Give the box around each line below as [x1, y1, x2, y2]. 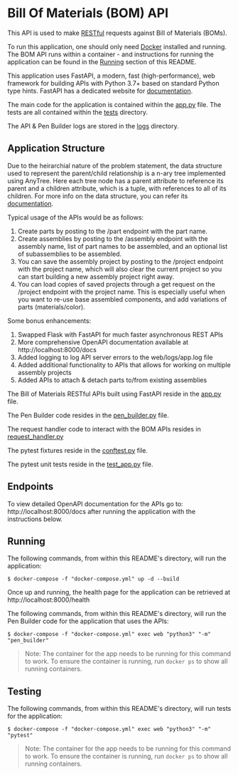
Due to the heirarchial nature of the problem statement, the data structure [7, 161, 222, 170]
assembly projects [17, 368, 72, 376]
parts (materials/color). [17, 302, 85, 311]
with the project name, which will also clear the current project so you [17, 265, 222, 273]
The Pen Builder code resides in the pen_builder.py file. [7, 411, 169, 419]
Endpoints [7, 481, 54, 493]
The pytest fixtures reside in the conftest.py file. [7, 446, 148, 454]
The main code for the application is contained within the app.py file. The [7, 100, 222, 108]
